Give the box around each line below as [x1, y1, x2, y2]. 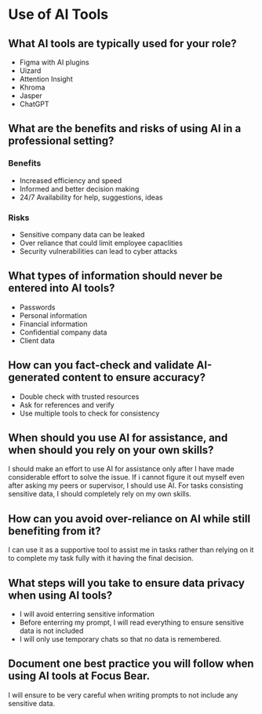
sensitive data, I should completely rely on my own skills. [8, 489, 192, 499]
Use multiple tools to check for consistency [19, 408, 160, 418]
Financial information [19, 319, 88, 328]
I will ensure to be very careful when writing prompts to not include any [8, 690, 238, 700]
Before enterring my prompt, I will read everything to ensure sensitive [19, 618, 245, 628]
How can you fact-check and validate [8, 359, 195, 372]
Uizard [19, 66, 42, 75]
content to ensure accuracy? [62, 371, 206, 384]
